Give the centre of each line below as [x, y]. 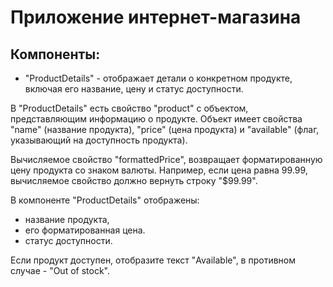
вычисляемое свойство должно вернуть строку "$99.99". [134, 180]
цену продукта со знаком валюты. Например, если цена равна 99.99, [159, 170]
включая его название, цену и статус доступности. [134, 89]
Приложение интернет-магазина [156, 17]
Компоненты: [55, 54]
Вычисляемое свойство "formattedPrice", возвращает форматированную [166, 159]
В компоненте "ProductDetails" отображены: [105, 200]
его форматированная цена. [85, 230]
